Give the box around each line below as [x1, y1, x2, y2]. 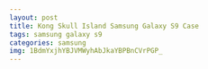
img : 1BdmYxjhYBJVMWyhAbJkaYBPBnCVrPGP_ [9, 47, 164, 56]
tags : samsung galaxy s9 [9, 30, 103, 39]
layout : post [9, 13, 59, 22]
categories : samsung [9, 38, 87, 47]
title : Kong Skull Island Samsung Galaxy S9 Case [9, 22, 200, 30]
